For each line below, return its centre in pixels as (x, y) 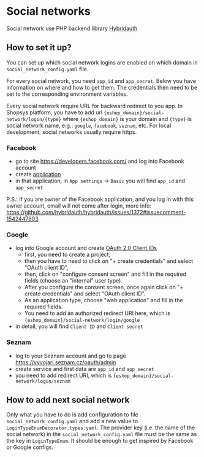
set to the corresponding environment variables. (67, 94)
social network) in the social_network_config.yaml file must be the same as (102, 434)
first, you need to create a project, (67, 255)
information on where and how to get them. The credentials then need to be (102, 87)
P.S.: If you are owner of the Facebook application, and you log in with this (100, 199)
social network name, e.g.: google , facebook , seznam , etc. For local (89, 125)
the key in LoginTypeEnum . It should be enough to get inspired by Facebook (100, 441)
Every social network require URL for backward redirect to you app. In (94, 106)
